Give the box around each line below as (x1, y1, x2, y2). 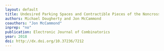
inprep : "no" (5, 25, 32, 30)
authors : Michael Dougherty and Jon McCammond (5, 16, 102, 21)
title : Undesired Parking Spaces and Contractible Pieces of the (5, 12, 141, 17)
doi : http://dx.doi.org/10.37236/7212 (5, 39, 84, 44)
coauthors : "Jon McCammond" (5, 20, 62, 26)
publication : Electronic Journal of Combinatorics (5, 30, 110, 34)
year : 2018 (5, 34, 27, 39)
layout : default (5, 7, 38, 12)
